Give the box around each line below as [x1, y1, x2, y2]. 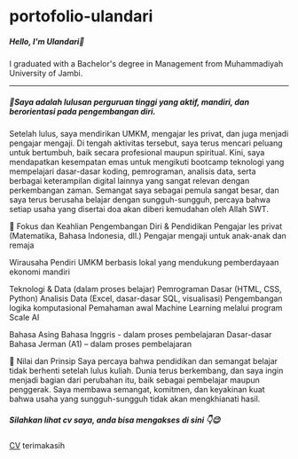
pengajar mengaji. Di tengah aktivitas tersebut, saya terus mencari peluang [9, 138, 283, 148]
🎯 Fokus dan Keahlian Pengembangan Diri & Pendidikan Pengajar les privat [9, 221, 282, 232]
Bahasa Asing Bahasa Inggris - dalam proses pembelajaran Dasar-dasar [9, 329, 272, 340]
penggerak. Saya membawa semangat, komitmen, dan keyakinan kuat [9, 384, 265, 395]
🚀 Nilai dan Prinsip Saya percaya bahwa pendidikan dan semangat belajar [9, 356, 278, 367]
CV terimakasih [9, 440, 65, 451]
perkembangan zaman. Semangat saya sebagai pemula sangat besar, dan [9, 185, 279, 196]
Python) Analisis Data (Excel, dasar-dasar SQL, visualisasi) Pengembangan [9, 293, 283, 304]
